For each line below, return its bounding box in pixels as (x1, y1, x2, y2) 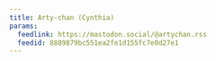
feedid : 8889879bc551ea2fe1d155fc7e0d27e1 (17, 38, 179, 48)
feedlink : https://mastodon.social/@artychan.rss (17, 30, 207, 39)
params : (9, 22, 39, 30)
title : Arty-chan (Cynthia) (9, 13, 115, 22)
